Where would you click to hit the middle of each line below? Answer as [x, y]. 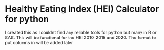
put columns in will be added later [39, 42]
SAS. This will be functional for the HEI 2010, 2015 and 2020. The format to [81, 37]
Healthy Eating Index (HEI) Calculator [82, 9]
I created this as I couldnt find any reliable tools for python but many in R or [81, 32]
